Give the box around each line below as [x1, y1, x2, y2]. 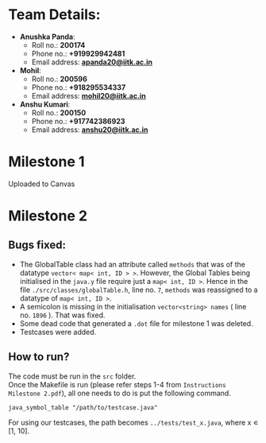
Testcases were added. [19, 327, 97, 336]
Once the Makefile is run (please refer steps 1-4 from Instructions [8, 379, 226, 389]
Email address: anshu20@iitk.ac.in [31, 125, 148, 134]
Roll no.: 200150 [31, 107, 87, 117]
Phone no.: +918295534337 [31, 82, 126, 92]
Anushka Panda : [19, 32, 75, 41]
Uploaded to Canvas [8, 179, 75, 188]
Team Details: [8, 6, 101, 24]
